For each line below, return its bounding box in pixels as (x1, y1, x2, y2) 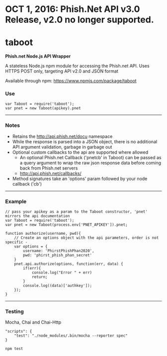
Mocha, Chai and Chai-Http (5, 319, 62, 325)
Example (5, 198, 27, 205)
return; (31, 274, 48, 279)
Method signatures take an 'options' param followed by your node (12, 176, 148, 181)
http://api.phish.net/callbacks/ (19, 170, 82, 176)
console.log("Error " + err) (31, 270, 92, 275)
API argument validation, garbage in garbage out (12, 144, 112, 150)
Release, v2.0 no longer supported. (5, 14, 154, 25)
